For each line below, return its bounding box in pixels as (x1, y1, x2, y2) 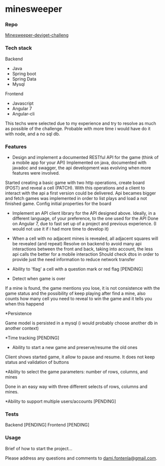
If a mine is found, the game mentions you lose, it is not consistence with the (5, 285, 160, 291)
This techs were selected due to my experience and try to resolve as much (5, 120, 156, 126)
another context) (5, 325, 39, 331)
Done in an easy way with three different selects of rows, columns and (5, 384, 148, 389)
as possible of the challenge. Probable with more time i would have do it (5, 125, 151, 131)
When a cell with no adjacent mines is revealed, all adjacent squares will (12, 235, 159, 241)
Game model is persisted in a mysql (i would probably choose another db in (5, 320, 158, 326)
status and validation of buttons (5, 359, 69, 365)
